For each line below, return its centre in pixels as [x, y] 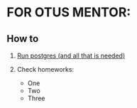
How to [23, 39]
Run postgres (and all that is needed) [71, 55]
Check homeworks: [45, 69]
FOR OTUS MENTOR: [69, 12]
